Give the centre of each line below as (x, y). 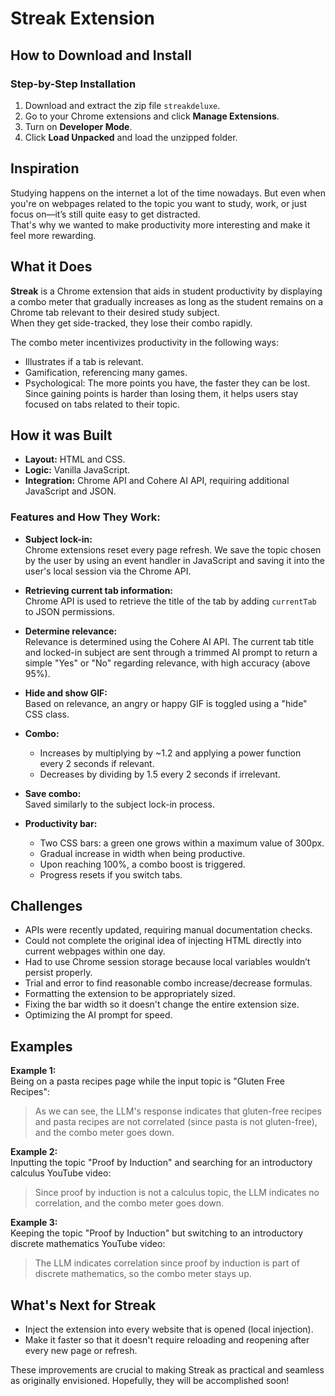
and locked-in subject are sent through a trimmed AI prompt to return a (171, 652)
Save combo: (53, 793)
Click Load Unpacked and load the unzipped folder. (131, 137)
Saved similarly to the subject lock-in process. (120, 804)
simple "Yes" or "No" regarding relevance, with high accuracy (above (167, 663)
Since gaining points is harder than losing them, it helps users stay (161, 393)
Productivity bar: (61, 823)
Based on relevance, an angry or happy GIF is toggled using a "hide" (166, 703)
